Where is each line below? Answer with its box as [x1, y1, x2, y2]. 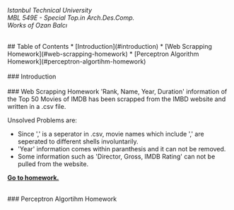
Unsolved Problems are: [7, 116, 78, 124]
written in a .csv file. [7, 103, 66, 110]
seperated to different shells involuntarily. [17, 137, 139, 146]
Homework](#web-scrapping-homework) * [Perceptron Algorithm [7, 49, 199, 58]
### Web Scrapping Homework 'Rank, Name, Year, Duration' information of [7, 88, 228, 95]
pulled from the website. [17, 160, 89, 168]
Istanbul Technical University [7, 6, 93, 14]
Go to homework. [7, 173, 59, 182]
